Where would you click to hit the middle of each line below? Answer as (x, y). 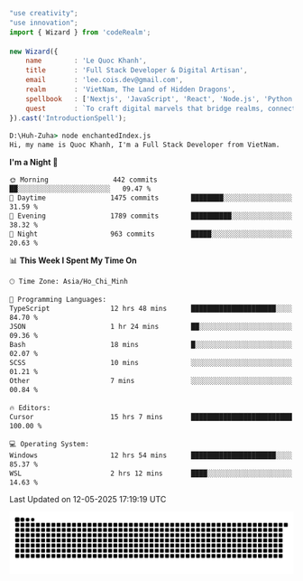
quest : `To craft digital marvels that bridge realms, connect (161, 108)
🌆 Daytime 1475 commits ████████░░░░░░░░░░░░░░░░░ (151, 198)
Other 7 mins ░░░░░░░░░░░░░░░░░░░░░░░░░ (151, 381)
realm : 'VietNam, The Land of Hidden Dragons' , (131, 89)
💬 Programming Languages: (58, 300)
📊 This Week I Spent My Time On (73, 260)
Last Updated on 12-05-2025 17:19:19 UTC (88, 500)
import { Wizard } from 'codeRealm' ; (80, 32)
